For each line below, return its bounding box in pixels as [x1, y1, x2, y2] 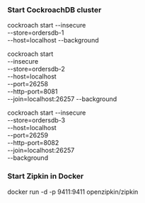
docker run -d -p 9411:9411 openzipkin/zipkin [7, 187, 139, 196]
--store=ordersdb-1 [7, 28, 64, 37]
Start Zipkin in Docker [7, 171, 84, 181]
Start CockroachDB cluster [7, 5, 102, 15]
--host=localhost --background [7, 36, 99, 45]
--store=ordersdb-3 [7, 116, 66, 124]
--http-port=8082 [7, 139, 59, 147]
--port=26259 [7, 131, 48, 139]
